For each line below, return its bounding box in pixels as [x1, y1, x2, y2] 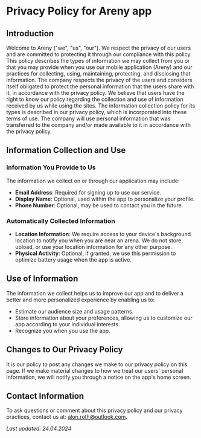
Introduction [6, 28, 54, 39]
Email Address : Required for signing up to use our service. [14, 188, 162, 196]
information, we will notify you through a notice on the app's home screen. [6, 373, 191, 381]
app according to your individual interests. [14, 320, 120, 327]
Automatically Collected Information [6, 216, 116, 225]
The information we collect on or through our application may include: [6, 177, 180, 184]
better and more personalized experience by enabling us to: [6, 296, 155, 303]
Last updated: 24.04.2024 [6, 425, 72, 433]
